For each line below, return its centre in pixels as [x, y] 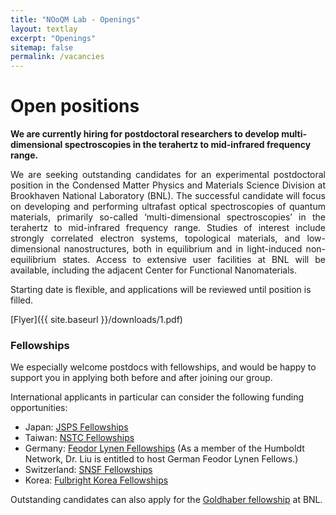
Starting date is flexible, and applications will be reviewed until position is [161, 290]
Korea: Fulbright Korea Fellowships [96, 480]
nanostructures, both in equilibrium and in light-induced [183, 249]
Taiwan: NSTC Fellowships [79, 438]
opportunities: [39, 408]
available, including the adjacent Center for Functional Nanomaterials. [154, 270]
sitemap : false [42, 47]
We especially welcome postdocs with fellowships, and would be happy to [163, 367]
